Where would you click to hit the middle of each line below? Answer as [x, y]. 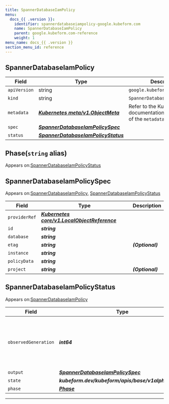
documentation [146, 113]
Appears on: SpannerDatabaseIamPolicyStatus [53, 165]
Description [147, 206]
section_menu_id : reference [35, 47]
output [16, 372]
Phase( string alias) [36, 153]
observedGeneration [31, 342]
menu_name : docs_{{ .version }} [39, 43]
